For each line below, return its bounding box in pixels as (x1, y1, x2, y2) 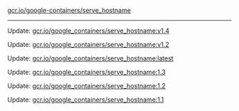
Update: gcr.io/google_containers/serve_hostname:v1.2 (7, 41, 169, 48)
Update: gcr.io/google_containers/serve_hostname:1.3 (7, 68, 166, 76)
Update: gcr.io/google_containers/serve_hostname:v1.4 (7, 26, 169, 35)
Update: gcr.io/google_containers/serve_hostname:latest (7, 54, 174, 63)
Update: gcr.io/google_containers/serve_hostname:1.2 (7, 82, 166, 90)
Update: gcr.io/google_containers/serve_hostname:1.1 (7, 95, 164, 104)
